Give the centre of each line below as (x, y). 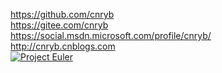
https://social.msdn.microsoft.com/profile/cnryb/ (111, 35)
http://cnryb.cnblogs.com (63, 46)
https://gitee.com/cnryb (59, 25)
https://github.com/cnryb (62, 14)
